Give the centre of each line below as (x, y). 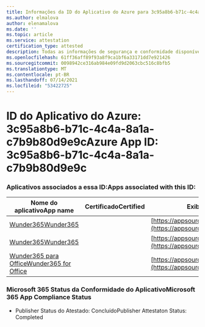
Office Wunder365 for (40, 263)
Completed (29, 317)
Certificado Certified (115, 207)
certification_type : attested (45, 46)
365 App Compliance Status (49, 297)
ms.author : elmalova (33, 18)
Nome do (44, 203)
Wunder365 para (34, 256)
